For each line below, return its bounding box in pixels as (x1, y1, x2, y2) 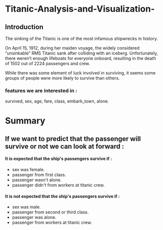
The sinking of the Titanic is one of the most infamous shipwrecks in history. (5, 35, 158, 41)
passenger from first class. (12, 172, 67, 178)
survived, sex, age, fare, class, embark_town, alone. (5, 98, 109, 104)
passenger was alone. (12, 214, 57, 220)
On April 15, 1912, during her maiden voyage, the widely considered (5, 45, 140, 51)
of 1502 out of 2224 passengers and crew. (5, 61, 91, 66)
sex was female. (12, 167, 45, 173)
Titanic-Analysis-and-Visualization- (5, 3, 155, 15)
